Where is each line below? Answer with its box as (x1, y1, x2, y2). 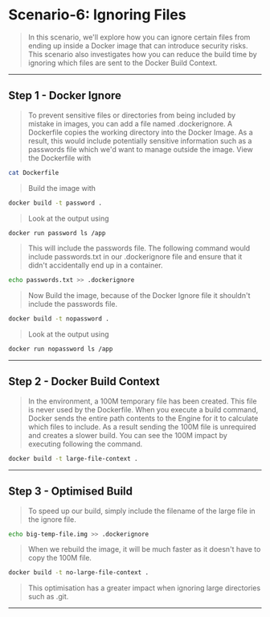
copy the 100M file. (27, 553, 92, 563)
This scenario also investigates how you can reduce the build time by (27, 49, 257, 59)
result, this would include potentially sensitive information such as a (27, 135, 252, 146)
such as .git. (27, 592, 69, 602)
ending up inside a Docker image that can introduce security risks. (27, 40, 248, 50)
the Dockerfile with (27, 153, 92, 163)
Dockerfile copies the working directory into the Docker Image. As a (27, 127, 253, 137)
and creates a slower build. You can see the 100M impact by (27, 430, 227, 440)
